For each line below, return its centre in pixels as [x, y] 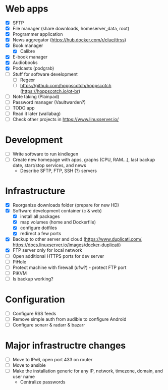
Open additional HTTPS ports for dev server [58, 256]
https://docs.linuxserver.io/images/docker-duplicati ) [67, 245]
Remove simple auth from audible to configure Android [69, 319]
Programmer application [38, 34]
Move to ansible [29, 365]
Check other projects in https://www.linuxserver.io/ [66, 119]
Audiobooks [25, 63]
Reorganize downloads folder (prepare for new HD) [66, 205]
